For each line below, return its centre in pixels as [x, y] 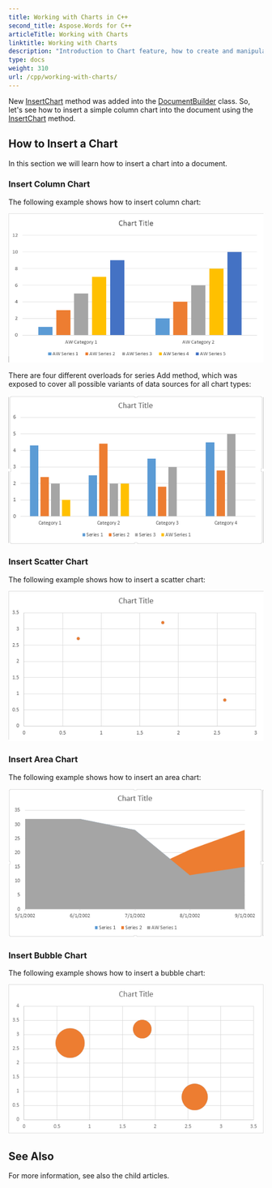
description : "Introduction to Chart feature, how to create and [121, 51]
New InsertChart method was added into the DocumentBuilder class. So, [130, 101]
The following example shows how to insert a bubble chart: [107, 973]
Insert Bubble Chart [48, 955]
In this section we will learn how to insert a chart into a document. [118, 163]
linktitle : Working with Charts [63, 43]
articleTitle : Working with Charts [68, 34]
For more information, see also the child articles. [89, 1176]
